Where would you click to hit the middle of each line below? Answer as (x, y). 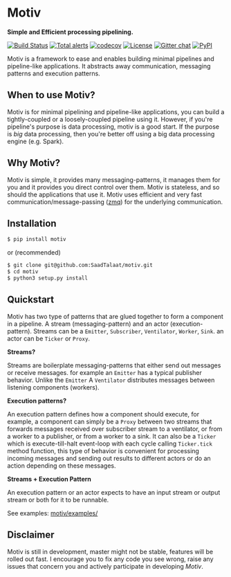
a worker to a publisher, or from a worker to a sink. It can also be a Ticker (112, 436)
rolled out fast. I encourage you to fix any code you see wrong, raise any (110, 559)
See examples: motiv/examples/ (53, 513)
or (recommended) (34, 253)
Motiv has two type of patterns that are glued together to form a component (115, 316)
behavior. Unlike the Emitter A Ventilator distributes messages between (111, 380)
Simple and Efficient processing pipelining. (70, 32)
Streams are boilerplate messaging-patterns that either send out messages (114, 365)
